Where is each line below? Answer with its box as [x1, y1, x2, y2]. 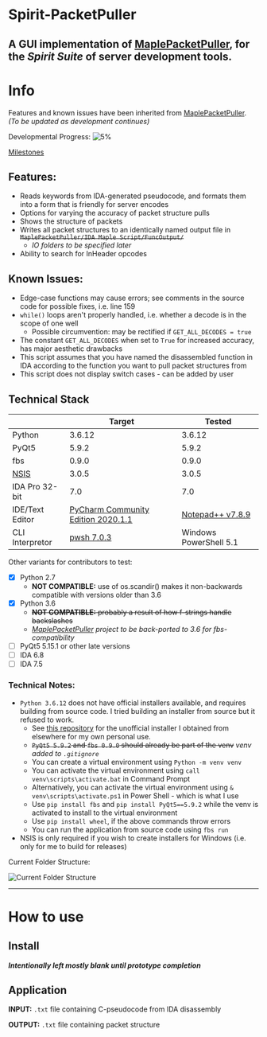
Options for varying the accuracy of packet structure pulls [19, 209, 211, 218]
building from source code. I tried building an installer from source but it [19, 706, 256, 715]
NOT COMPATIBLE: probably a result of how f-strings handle [31, 607, 232, 618]
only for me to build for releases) [19, 841, 127, 851]
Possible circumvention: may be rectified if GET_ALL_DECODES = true [31, 327, 252, 337]
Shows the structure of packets [19, 216, 123, 226]
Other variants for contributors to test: [8, 557, 133, 567]
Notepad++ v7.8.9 [181, 509, 251, 520]
